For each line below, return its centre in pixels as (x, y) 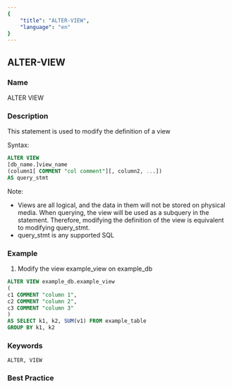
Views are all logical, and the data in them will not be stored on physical (121, 205)
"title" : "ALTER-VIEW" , (55, 20)
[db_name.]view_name (38, 165)
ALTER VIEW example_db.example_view (61, 282)
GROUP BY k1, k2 (31, 328)
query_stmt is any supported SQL (66, 235)
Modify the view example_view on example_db (85, 269)
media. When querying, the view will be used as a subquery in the (113, 212)
